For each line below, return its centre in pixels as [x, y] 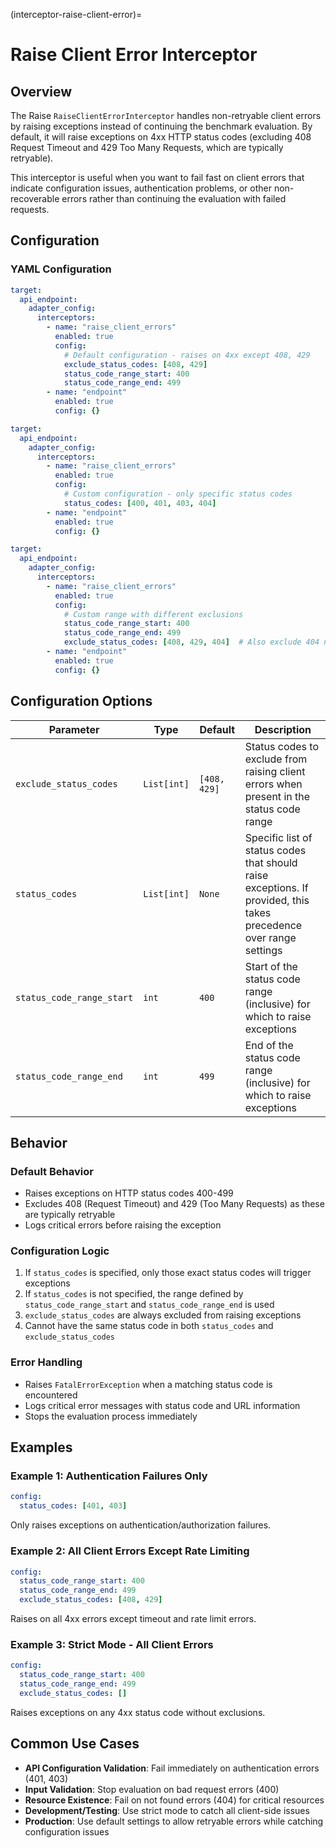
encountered [51, 1395]
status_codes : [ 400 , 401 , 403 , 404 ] [140, 503]
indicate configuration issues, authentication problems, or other [141, 188]
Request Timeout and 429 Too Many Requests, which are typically [147, 147]
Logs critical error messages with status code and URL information [162, 1405]
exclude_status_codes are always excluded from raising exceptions [163, 1315]
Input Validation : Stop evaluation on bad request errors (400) [152, 1789]
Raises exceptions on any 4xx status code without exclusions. [138, 1712]
